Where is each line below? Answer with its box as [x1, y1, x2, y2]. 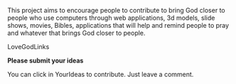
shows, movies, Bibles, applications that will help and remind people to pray [7, 21, 230, 29]
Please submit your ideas [7, 56, 84, 65]
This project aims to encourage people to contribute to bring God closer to [7, 6, 225, 14]
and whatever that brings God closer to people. [7, 28, 146, 37]
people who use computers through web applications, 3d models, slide [7, 14, 215, 22]
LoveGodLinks [7, 43, 50, 51]
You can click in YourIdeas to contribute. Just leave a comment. [7, 70, 194, 78]
